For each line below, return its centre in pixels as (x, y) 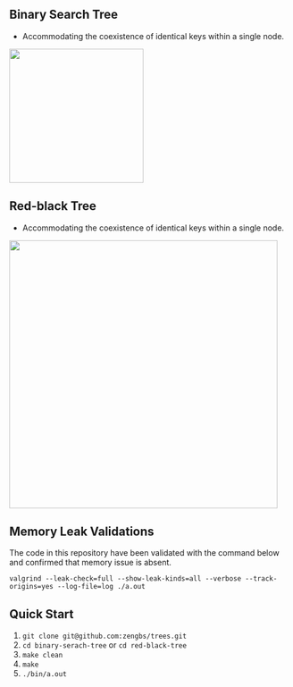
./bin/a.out (44, 674)
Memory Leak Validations (82, 532)
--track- (261, 579)
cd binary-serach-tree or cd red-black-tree (105, 645)
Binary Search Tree (64, 15)
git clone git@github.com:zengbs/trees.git (105, 637)
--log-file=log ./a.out (101, 587)
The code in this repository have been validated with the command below (144, 553)
